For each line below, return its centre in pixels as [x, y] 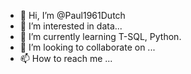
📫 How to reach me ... [66, 58]
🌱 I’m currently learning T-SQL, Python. [100, 36]
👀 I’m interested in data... [71, 26]
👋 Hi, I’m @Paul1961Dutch [72, 15]
